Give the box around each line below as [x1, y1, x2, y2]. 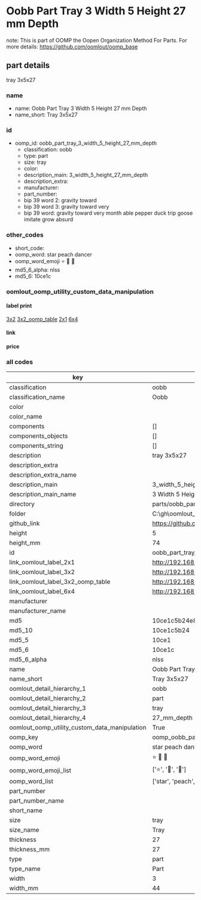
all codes [6, 358, 33, 366]
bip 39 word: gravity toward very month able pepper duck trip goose [23, 209, 193, 216]
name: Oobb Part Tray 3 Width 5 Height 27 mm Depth [14, 105, 147, 112]
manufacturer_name [9, 607, 66, 615]
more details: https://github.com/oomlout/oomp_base [6, 43, 138, 50]
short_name [9, 806, 43, 814]
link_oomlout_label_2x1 [9, 558, 75, 566]
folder [9, 510, 26, 518]
